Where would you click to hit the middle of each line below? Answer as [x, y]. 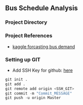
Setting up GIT [23, 59]
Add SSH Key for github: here [42, 70]
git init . [16, 79]
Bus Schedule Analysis [41, 8]
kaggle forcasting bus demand [44, 46]
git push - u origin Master [33, 98]
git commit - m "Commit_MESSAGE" [39, 93]
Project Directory [26, 22]
